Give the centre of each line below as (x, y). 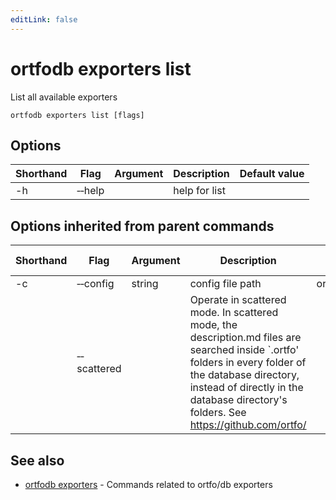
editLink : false (44, 19)
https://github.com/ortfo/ (248, 425)
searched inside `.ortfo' (244, 350)
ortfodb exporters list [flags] (77, 115)
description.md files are (245, 338)
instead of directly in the (246, 388)
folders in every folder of (248, 363)
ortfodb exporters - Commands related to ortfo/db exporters (148, 484)
